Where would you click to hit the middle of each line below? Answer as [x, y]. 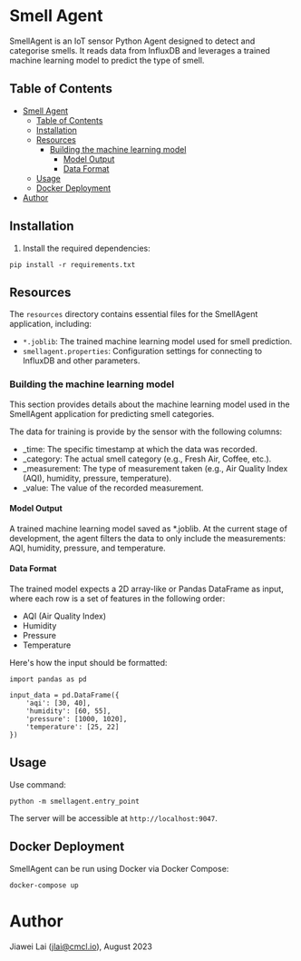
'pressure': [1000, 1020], [77, 719]
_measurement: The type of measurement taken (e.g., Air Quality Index [155, 468]
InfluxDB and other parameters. [81, 361]
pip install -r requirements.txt [73, 264]
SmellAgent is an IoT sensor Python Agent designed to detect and [132, 41]
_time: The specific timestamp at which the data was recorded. [140, 449]
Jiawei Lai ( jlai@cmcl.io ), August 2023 [81, 946]
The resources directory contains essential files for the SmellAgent [134, 314]
